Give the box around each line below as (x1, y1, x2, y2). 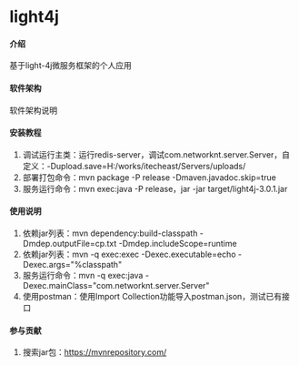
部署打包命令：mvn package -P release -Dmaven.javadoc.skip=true (22, 171, 277, 183)
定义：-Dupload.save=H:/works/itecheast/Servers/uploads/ (22, 160, 246, 171)
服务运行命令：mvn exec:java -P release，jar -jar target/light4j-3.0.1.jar (22, 183, 288, 194)
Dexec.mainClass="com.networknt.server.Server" (22, 280, 210, 290)
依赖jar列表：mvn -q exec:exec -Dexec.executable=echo (22, 249, 236, 259)
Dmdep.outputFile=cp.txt (22, 239, 117, 249)
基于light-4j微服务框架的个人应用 (9, 60, 132, 71)
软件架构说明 (9, 105, 57, 116)
